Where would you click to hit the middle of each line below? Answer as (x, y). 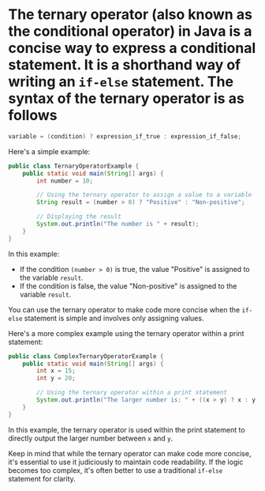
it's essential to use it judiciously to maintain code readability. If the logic (126, 462)
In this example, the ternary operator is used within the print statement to (127, 429)
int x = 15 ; (56, 371)
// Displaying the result (79, 217)
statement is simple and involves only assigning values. (114, 318)
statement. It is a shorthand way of (125, 65)
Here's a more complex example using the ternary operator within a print (126, 333)
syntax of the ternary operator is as (126, 98)
